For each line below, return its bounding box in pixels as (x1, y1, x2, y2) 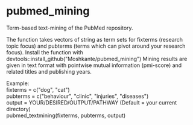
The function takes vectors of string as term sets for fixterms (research (6, 36, 183, 43)
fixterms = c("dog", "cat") (6, 86, 71, 93)
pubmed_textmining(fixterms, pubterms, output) (6, 112, 126, 119)
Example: (6, 80, 30, 87)
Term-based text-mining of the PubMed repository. (6, 24, 134, 31)
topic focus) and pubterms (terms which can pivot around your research (6, 42, 186, 50)
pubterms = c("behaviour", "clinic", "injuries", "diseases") (6, 92, 149, 100)
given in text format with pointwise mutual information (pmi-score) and (6, 62, 182, 69)
